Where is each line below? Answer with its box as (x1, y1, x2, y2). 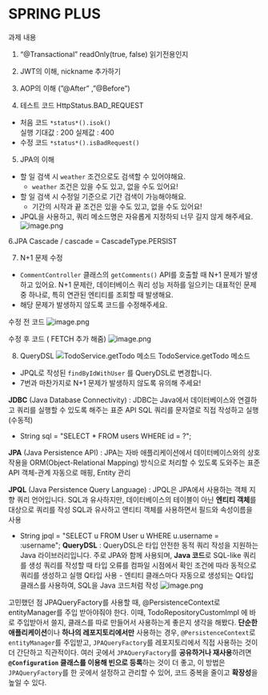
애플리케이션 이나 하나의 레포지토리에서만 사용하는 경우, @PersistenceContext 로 (8, 627, 256, 637)
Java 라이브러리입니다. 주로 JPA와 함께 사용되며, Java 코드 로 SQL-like (19, 550, 242, 560)
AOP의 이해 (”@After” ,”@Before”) (19, 83, 130, 93)
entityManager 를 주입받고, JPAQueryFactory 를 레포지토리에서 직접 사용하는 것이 (8, 637, 258, 647)
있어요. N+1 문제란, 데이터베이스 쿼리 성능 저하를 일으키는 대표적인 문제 (34, 280, 258, 289)
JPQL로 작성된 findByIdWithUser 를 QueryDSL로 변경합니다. (19, 368, 212, 378)
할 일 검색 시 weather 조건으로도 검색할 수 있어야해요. (19, 172, 186, 181)
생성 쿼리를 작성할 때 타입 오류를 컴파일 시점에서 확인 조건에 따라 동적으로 (28, 560, 258, 570)
